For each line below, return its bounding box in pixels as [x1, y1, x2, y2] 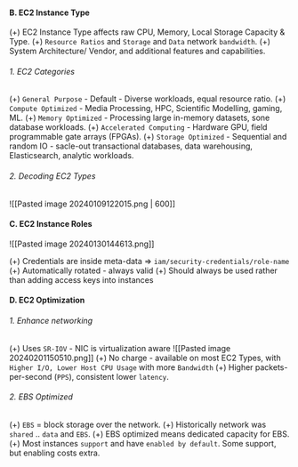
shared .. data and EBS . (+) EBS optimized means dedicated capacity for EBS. [9, 428, 290, 439]
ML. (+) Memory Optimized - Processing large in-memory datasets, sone [9, 112, 270, 124]
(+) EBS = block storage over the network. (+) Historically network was [9, 419, 267, 430]
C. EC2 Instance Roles [9, 219, 93, 229]
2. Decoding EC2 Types [9, 171, 96, 181]
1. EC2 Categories [9, 66, 76, 76]
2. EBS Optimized [9, 391, 74, 402]
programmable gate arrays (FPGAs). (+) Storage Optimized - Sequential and [9, 132, 287, 142]
